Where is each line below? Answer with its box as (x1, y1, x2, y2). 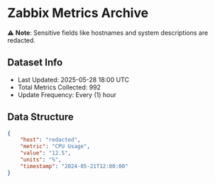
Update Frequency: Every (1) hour (17, 90, 117, 99)
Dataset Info (7, 57, 63, 69)
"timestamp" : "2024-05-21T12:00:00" (20, 162, 129, 170)
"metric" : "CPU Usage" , (20, 143, 91, 150)
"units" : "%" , (20, 156, 62, 164)
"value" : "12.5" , (20, 150, 72, 157)
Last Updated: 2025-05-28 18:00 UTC (17, 75, 130, 84)
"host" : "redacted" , (20, 136, 81, 143)
